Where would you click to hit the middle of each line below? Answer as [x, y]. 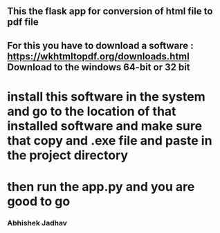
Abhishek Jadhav [37, 223]
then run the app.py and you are [101, 187]
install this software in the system [106, 97]
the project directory [68, 155]
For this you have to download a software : [100, 45]
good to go [39, 202]
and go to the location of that [92, 111]
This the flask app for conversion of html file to [110, 11]
